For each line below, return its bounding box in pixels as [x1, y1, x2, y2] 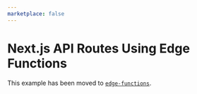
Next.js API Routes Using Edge [7, 40, 191, 56]
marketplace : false [7, 10, 65, 18]
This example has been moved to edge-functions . [7, 79, 152, 87]
